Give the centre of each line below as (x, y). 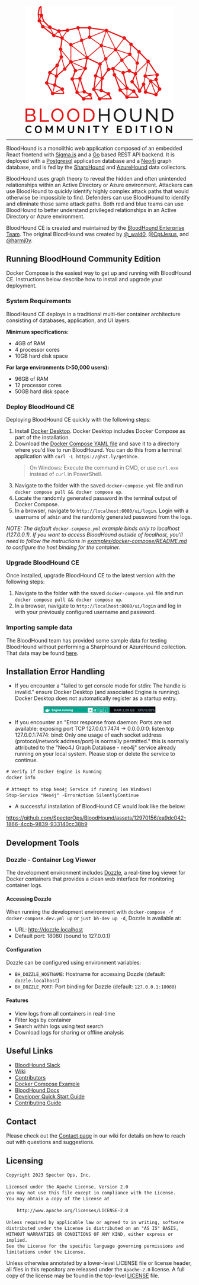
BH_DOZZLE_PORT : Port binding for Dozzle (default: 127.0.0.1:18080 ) (95, 987)
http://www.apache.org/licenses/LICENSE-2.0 (73, 1211)
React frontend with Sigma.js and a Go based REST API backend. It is (90, 155)
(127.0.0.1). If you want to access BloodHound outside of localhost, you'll (94, 534)
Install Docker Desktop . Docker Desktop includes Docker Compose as (100, 431)
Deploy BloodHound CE (41, 407)
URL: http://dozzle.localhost (49, 930)
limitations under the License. (46, 1252)
